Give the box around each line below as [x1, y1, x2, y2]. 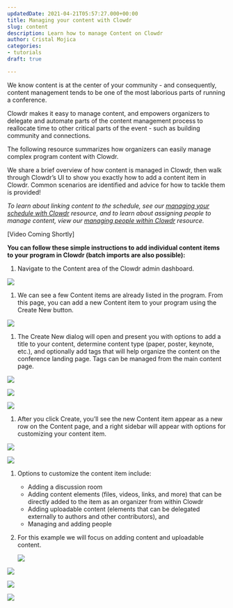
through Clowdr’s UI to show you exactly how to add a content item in [7, 173, 207, 181]
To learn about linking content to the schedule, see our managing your [7, 202, 210, 210]
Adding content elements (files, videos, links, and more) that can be [27, 489, 222, 499]
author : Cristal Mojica [7, 36, 77, 43]
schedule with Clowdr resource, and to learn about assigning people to [7, 208, 211, 217]
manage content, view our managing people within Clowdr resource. [7, 216, 204, 225]
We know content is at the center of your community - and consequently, [7, 81, 217, 89]
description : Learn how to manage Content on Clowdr [7, 29, 163, 37]
